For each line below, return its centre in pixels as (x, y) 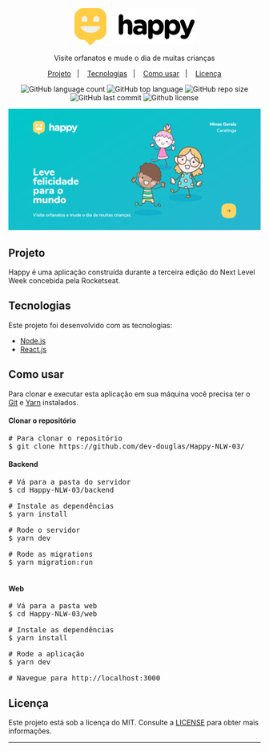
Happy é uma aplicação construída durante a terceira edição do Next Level (132, 272)
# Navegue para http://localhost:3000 (84, 678)
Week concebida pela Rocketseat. (64, 280)
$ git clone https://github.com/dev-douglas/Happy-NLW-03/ (127, 446)
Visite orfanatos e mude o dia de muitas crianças (134, 58)
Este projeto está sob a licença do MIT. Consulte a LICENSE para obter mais (133, 723)
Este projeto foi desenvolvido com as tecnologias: (90, 325)
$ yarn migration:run (51, 562)
